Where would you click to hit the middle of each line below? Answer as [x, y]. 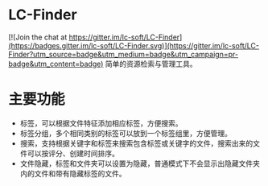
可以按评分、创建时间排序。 [73, 153]
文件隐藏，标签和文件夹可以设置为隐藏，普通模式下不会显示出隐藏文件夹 [140, 163]
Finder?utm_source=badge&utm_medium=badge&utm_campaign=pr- [124, 54]
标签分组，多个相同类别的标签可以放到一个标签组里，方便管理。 [126, 133]
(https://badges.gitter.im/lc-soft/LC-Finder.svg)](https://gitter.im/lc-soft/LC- [134, 45]
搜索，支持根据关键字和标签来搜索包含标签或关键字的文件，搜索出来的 [136, 143]
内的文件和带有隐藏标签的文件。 [73, 173]
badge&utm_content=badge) [56, 64]
